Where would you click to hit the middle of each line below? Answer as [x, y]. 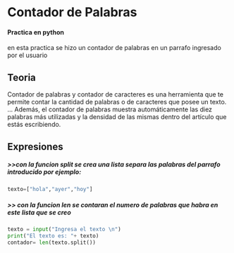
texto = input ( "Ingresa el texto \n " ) [64, 230]
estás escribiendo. [34, 125]
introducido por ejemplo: [44, 172]
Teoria [22, 77]
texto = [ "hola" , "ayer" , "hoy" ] [50, 189]
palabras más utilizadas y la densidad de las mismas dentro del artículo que [117, 117]
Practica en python [36, 32]
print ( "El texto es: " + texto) [53, 236]
